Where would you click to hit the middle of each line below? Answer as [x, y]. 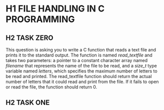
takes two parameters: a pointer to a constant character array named [77, 60]
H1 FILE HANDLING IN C [55, 9]
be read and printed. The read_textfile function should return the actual [79, 76]
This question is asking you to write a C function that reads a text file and [81, 50]
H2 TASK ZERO [29, 38]
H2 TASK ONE [28, 103]
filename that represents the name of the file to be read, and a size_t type [81, 66]
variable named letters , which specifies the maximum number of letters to [81, 71]
